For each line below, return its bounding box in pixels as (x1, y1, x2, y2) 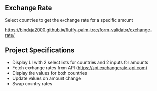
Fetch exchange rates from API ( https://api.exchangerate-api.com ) (12, 64, 148, 71)
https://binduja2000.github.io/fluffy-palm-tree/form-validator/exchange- (5, 27, 152, 33)
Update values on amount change (12, 75, 81, 81)
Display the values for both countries (12, 70, 87, 76)
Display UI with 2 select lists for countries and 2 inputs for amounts (12, 59, 149, 65)
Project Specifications (5, 46, 75, 55)
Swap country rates (12, 80, 53, 86)
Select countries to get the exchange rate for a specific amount (5, 17, 133, 23)
